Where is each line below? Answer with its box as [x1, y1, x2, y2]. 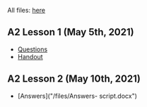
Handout [17, 52, 44, 61]
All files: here [7, 6, 46, 14]
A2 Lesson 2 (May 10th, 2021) [7, 73, 141, 85]
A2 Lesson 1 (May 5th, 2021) [7, 26, 134, 38]
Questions [17, 45, 48, 53]
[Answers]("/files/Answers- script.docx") [17, 92, 138, 100]
